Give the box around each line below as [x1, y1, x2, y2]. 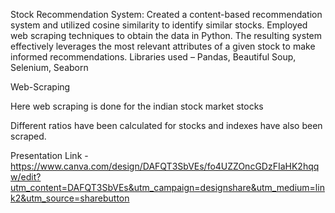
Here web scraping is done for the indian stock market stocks [10, 100, 264, 112]
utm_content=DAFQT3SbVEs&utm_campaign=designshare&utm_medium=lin [10, 182, 325, 193]
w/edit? [10, 171, 42, 183]
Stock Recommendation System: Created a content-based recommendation [10, 9, 323, 20]
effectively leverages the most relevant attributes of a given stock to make [10, 40, 316, 52]
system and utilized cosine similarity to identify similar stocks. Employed [10, 19, 308, 31]
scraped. [10, 130, 47, 142]
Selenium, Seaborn [10, 62, 89, 73]
